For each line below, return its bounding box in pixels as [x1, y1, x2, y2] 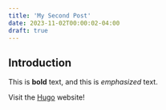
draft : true [8, 26, 48, 34]
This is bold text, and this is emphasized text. [8, 77, 158, 87]
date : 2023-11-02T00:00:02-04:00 [8, 19, 120, 27]
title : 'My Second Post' [8, 11, 91, 20]
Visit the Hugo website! [8, 92, 86, 102]
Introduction [8, 56, 72, 69]
